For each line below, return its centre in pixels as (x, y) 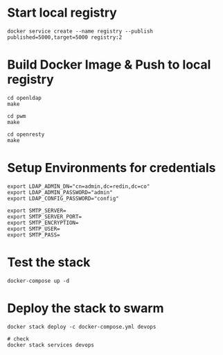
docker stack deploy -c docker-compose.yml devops (82, 327)
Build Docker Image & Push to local (109, 65)
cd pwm (17, 116)
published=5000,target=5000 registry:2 (65, 37)
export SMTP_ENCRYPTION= (43, 223)
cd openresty (26, 134)
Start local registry (62, 13)
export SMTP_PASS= (34, 235)
